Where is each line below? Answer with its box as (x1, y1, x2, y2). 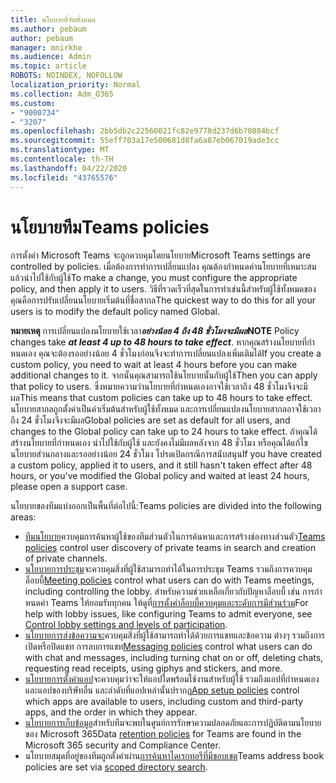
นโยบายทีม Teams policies (10, 216, 210, 238)
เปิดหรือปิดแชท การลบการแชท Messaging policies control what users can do (24, 641, 313, 653)
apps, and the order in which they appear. (24, 706, 198, 718)
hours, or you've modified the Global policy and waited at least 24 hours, (10, 470, 310, 482)
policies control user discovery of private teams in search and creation (24, 542, 317, 554)
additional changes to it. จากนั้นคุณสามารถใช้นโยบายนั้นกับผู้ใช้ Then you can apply (10, 369, 318, 381)
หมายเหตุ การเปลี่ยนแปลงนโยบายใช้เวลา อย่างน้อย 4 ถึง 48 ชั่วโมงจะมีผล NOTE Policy (10, 325, 300, 337)
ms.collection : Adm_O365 (10, 89, 114, 99)
